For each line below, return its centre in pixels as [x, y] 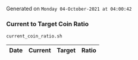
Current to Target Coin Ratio [48, 24]
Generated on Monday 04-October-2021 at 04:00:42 [69, 9]
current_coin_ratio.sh [34, 36]
